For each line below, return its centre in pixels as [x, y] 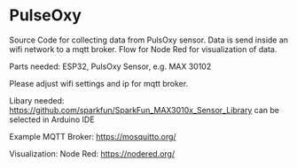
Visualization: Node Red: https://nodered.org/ [92, 153]
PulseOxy [46, 15]
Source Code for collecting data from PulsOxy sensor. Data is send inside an [149, 40]
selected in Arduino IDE [52, 119]
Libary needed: [37, 100]
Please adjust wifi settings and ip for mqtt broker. [99, 83]
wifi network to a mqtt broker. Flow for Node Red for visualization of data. [143, 49]
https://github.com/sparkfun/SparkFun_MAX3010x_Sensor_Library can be [144, 110]
